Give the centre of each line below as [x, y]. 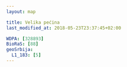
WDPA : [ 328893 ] [25, 39]
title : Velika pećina [33, 22]
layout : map [21, 12]
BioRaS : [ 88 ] [22, 44]
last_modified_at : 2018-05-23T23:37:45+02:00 [63, 28]
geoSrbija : [20, 50]
